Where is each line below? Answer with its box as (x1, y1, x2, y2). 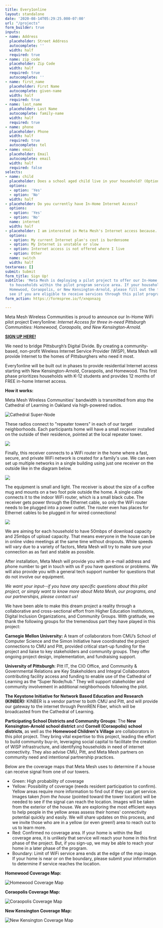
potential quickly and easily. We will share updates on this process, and (12, 814, 155, 820)
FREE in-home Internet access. (5, 378, 67, 384)
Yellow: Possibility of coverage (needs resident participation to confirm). (12, 783, 157, 789)
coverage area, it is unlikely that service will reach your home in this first (12, 835, 157, 841)
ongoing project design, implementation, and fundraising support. (5, 653, 137, 659)
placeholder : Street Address (9, 39, 68, 44)
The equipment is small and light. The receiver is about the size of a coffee (5, 484, 154, 490)
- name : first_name (5, 79, 45, 84)
